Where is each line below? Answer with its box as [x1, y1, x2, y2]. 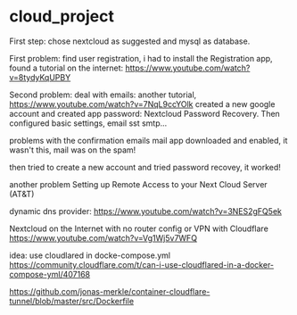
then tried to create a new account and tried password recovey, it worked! [9, 162, 281, 172]
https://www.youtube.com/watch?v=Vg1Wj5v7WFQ [9, 232, 198, 243]
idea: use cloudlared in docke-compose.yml [9, 250, 171, 261]
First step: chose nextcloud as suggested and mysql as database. [9, 36, 251, 46]
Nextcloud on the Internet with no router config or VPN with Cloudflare [9, 223, 269, 234]
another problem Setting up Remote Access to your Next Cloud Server [9, 178, 268, 189]
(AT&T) [9, 188, 35, 199]
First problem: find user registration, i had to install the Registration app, [9, 53, 274, 63]
